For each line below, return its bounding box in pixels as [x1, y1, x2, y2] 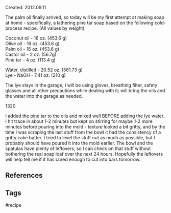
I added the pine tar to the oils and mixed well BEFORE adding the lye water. [5, 113, 165, 119]
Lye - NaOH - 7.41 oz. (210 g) [5, 72, 66, 78]
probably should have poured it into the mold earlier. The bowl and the [5, 140, 153, 146]
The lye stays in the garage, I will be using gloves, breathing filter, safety [5, 82, 158, 88]
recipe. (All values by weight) [23, 25, 85, 31]
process [5, 25, 22, 31]
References [5, 171, 43, 180]
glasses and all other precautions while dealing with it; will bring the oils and [5, 88, 165, 94]
